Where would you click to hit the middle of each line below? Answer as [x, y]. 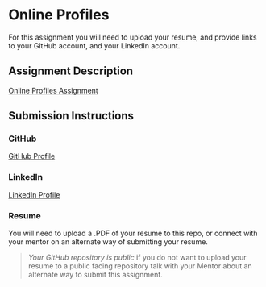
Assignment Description [71, 71]
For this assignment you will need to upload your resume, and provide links [133, 37]
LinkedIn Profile [34, 194]
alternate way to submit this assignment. [95, 275]
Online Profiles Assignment [53, 90]
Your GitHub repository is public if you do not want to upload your [137, 258]
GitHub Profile [32, 156]
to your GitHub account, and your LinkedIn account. [94, 45]
